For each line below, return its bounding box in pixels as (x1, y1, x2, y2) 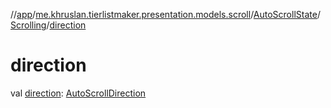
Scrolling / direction (10, 19, 87, 31)
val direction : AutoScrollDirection (10, 87, 147, 99)
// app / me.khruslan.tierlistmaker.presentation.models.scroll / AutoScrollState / (10, 9, 321, 20)
